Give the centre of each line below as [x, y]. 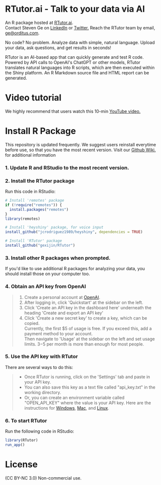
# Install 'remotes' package [35, 201]
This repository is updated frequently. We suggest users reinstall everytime [80, 144]
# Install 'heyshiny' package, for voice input [54, 228]
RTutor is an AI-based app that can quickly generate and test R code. [74, 57]
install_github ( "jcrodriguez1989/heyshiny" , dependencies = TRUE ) [74, 232]
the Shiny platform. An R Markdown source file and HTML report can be [77, 72]
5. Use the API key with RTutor [41, 357]
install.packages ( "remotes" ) [39, 209]
